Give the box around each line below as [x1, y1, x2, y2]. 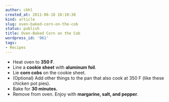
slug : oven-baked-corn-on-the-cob [5, 21, 79, 27]
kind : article [5, 17, 36, 22]
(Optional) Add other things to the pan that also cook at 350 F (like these [12, 75, 164, 81]
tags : [5, 40, 17, 45]
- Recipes [5, 45, 26, 50]
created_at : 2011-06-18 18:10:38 [5, 12, 76, 17]
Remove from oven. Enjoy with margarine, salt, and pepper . [12, 91, 139, 97]
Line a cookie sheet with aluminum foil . [12, 64, 96, 70]
